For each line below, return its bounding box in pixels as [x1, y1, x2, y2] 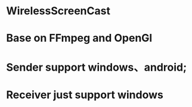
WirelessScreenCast [6, 4, 110, 18]
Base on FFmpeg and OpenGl [6, 32, 153, 45]
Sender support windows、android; [6, 61, 187, 74]
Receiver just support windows [6, 88, 164, 102]
